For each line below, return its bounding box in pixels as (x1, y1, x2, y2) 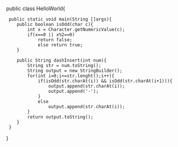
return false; (37, 37, 72, 43)
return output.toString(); (27, 114, 94, 120)
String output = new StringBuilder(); (27, 68, 123, 73)
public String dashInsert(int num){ (17, 58, 107, 64)
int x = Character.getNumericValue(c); (27, 26, 126, 32)
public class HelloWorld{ (6, 5, 66, 12)
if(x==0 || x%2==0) (27, 32, 75, 38)
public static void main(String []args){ (8, 16, 112, 22)
